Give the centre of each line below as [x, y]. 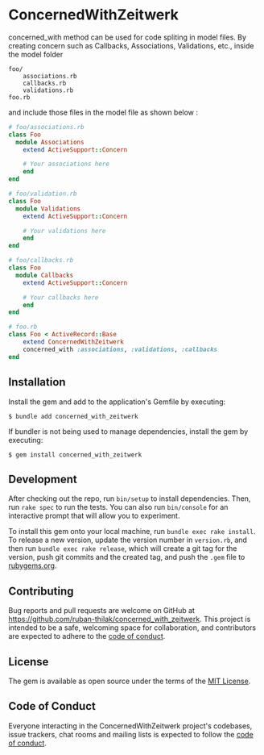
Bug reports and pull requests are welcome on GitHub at [102, 611]
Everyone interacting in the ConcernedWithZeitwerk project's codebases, [130, 726]
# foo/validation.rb [43, 194]
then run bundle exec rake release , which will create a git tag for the [123, 549]
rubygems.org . [33, 565]
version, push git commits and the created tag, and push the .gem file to [127, 557]
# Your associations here [66, 164]
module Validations [48, 209]
